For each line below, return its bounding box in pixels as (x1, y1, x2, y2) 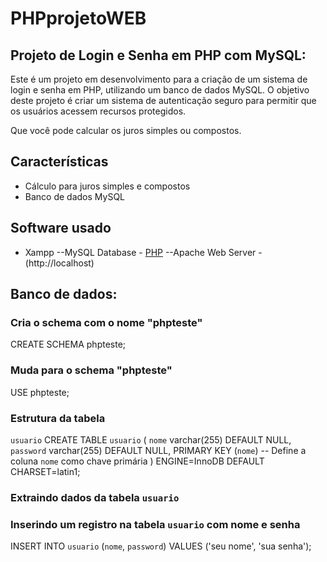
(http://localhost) (24, 257, 95, 269)
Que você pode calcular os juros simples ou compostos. (10, 125, 242, 136)
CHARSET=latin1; (10, 465, 81, 477)
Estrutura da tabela (10, 411, 106, 425)
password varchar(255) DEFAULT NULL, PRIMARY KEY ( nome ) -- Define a (10, 444, 307, 456)
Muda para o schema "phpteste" (10, 363, 173, 377)
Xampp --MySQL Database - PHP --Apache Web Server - (24, 246, 263, 258)
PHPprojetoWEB (10, 7, 147, 30)
